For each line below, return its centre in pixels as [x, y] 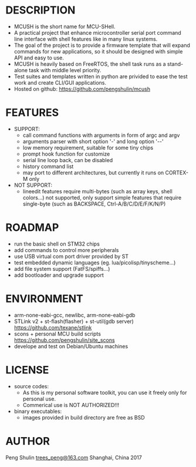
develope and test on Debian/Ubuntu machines [71, 346]
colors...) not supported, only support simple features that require [102, 197]
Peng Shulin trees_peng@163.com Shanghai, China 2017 [74, 457]
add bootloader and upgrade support [59, 275]
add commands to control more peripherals [66, 250]
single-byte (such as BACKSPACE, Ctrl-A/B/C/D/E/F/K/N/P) [94, 204]
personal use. [39, 399]
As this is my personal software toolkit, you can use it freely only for [105, 392]
